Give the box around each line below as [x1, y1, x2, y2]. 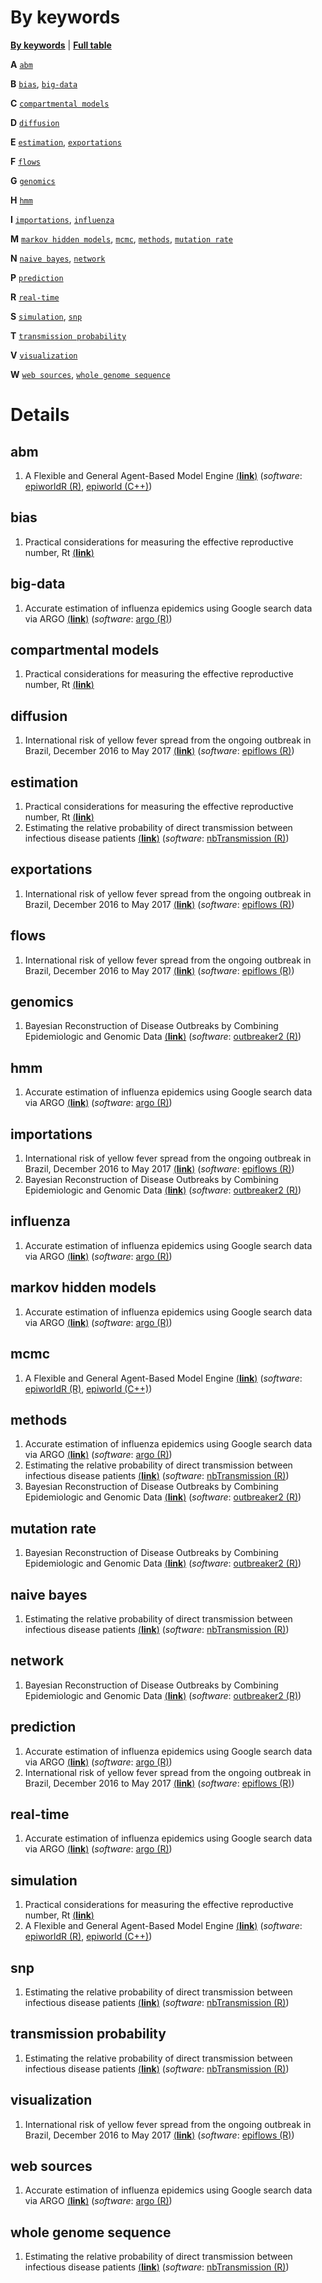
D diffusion [10, 116, 60, 128]
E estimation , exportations [10, 136, 122, 148]
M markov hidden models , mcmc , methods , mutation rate [10, 232, 233, 245]
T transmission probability [10, 329, 127, 341]
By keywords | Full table [10, 39, 112, 51]
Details [10, 404, 70, 426]
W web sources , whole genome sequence [10, 368, 171, 380]
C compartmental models [10, 97, 110, 109]
